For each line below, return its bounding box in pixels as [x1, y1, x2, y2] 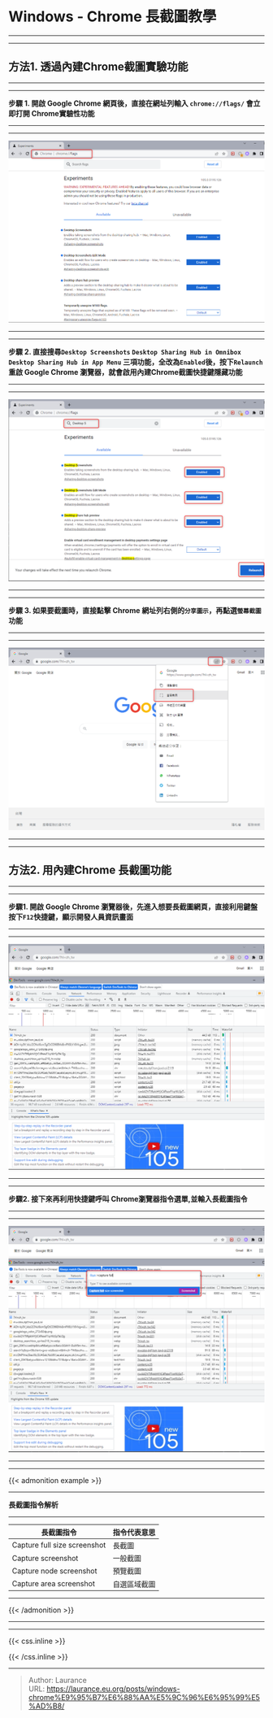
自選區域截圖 [112, 1579, 156, 1589]
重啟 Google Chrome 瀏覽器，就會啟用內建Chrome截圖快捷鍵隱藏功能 [8, 367, 243, 376]
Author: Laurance [28, 1676, 87, 1685]
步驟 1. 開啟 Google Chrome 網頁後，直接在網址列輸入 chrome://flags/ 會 [8, 98, 253, 108]
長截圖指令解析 [8, 1500, 58, 1510]
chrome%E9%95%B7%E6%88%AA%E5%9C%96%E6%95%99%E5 [28, 1693, 260, 1703]
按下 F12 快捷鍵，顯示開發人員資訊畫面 [8, 911, 134, 921]
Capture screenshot [11, 1553, 79, 1563]
